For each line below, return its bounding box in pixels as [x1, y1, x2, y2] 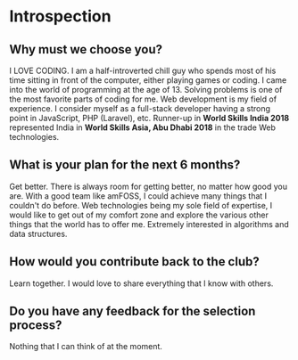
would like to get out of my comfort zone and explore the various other [9, 209, 269, 220]
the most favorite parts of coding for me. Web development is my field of [9, 94, 277, 104]
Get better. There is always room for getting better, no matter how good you [9, 181, 288, 192]
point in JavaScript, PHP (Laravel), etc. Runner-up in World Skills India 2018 [9, 113, 290, 123]
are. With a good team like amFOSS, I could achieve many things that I [9, 190, 268, 201]
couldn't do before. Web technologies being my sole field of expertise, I [9, 200, 273, 210]
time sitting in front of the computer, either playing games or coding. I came [9, 75, 287, 86]
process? [9, 318, 62, 333]
